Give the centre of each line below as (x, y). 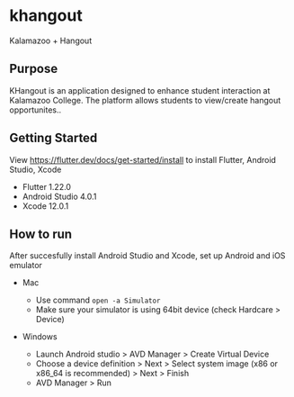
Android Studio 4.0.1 (59, 196)
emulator (26, 266)
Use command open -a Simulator (98, 300)
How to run (41, 234)
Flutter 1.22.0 (47, 186)
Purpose (34, 69)
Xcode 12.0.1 (45, 206)
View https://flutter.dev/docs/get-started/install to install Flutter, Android (143, 159)
